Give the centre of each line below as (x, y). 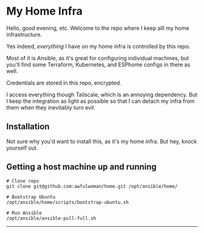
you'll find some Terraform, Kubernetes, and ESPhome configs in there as (98, 64)
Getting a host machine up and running (81, 167)
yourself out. (22, 148)
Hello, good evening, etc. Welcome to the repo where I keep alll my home (98, 28)
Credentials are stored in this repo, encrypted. (64, 83)
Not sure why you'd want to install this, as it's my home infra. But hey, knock (102, 141)
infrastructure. (24, 34)
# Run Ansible (24, 213)
